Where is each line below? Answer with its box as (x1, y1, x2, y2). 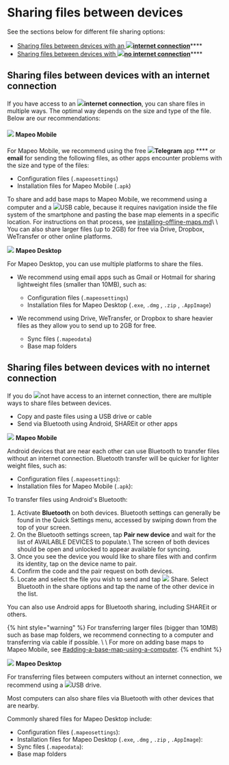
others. (7, 610, 27, 618)
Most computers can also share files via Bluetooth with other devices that (7, 694, 214, 702)
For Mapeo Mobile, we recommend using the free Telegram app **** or (7, 146, 216, 155)
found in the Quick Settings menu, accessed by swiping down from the (16, 515, 217, 524)
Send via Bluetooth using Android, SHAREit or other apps (16, 420, 178, 428)
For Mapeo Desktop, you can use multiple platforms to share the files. (7, 259, 204, 268)
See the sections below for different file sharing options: (7, 27, 165, 36)
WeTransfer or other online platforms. (7, 232, 113, 241)
